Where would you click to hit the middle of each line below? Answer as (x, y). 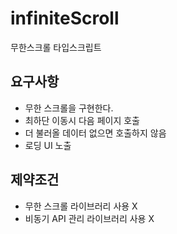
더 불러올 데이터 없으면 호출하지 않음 (95, 133)
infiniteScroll (65, 18)
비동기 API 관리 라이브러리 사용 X (89, 218)
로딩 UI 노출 (48, 145)
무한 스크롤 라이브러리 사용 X (81, 206)
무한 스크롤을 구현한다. (69, 108)
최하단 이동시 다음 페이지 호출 (82, 120)
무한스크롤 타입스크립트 (56, 47)
